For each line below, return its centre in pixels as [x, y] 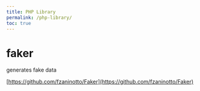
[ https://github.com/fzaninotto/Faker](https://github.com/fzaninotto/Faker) [100, 82]
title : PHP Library [31, 12]
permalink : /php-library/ [39, 18]
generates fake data [31, 70]
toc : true [19, 23]
